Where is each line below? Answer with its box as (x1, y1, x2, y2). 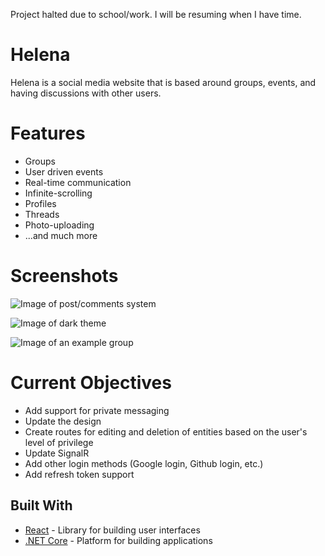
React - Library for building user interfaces (24, 524, 201, 536)
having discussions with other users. (10, 87, 162, 99)
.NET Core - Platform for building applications (24, 534, 213, 546)
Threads (24, 208, 60, 220)
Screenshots (10, 265, 119, 288)
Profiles (24, 197, 57, 209)
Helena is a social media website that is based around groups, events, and (10, 76, 317, 88)
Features (10, 122, 86, 145)
